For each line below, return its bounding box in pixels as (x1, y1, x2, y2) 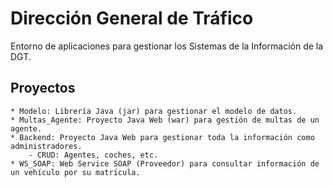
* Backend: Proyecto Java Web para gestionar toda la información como (10, 132, 315, 142)
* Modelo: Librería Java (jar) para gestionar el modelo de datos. (10, 106, 298, 116)
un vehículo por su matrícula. (10, 167, 141, 177)
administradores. (10, 141, 83, 151)
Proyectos (10, 80, 76, 97)
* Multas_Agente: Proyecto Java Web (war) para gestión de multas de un (10, 115, 320, 125)
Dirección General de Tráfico (10, 7, 254, 30)
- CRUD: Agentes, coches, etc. (28, 150, 159, 160)
